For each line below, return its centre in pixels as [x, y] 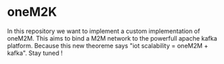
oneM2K [32, 12]
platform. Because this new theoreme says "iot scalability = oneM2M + [108, 45]
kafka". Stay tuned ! [35, 53]
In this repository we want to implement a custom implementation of [104, 31]
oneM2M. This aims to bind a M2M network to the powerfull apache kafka [112, 38]
